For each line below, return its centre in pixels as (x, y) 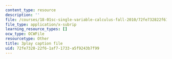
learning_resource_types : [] (36, 29)
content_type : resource (31, 10)
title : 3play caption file (34, 44)
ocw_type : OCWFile (25, 34)
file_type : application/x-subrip (41, 24)
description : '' (23, 15)
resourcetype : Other (27, 39)
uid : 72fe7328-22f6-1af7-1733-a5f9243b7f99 (52, 48)
